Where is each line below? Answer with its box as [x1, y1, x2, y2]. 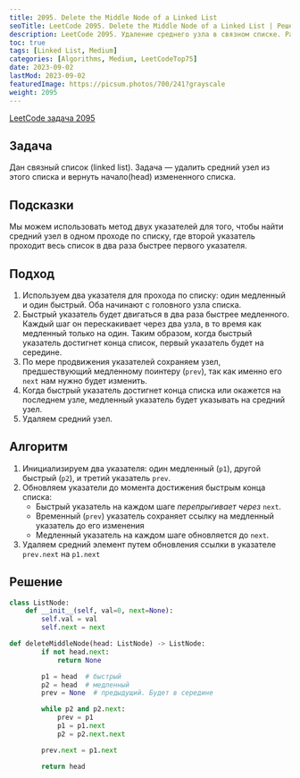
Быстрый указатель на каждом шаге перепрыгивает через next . [35, 501, 281, 512]
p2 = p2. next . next [56, 730, 126, 739]
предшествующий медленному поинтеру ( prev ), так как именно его [21, 366, 283, 376]
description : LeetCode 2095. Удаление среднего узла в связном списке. [9, 30, 281, 38]
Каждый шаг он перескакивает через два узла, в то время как [21, 318, 262, 329]
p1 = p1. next [56, 722, 105, 731]
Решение [9, 574, 63, 590]
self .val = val [41, 614, 98, 624]
